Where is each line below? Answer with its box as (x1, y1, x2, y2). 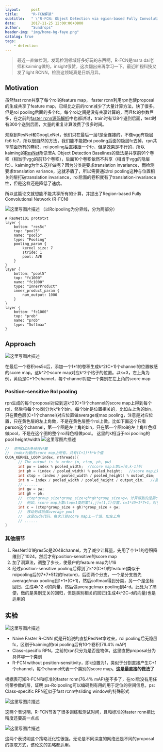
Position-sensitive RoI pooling (5, 388, 78, 395)
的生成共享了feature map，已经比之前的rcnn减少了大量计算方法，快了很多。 (5, 103, 158, 109)
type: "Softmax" (14, 322, 47, 327)
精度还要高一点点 (5, 715, 39, 721)
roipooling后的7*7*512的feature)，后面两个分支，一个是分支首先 (12, 572, 142, 577)
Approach (5, 340, 36, 348)
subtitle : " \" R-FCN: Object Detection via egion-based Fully (5, 16, 138, 21)
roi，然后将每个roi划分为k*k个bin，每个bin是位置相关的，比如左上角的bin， (5, 406, 155, 412)
